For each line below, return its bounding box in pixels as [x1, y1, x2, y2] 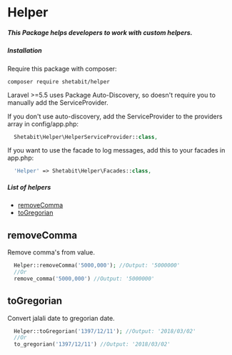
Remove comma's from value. [7, 248, 95, 257]
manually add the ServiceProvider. [7, 98, 109, 107]
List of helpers [7, 182, 51, 191]
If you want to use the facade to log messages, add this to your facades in [7, 146, 226, 155]
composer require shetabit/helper [7, 78, 111, 86]
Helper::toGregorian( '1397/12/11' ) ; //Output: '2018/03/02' [14, 327, 196, 335]
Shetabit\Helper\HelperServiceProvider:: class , [14, 133, 158, 140]
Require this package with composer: [7, 64, 117, 73]
